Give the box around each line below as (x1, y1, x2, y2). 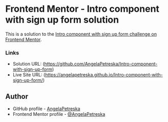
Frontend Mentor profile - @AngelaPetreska (12, 111, 106, 117)
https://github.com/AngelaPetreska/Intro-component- (44, 61, 158, 67)
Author (5, 92, 28, 100)
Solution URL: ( (12, 61, 45, 67)
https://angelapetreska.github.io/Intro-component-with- (45, 72, 163, 78)
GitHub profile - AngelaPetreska (12, 106, 80, 112)
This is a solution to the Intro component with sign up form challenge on (5, 31, 157, 37)
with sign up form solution (5, 14, 119, 26)
